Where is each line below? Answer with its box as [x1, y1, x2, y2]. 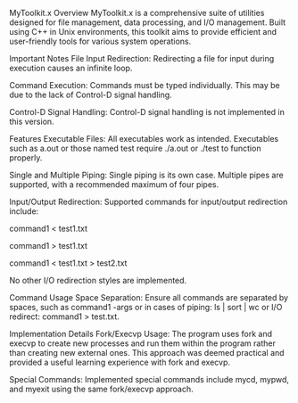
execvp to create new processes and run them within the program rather [9, 338, 277, 349]
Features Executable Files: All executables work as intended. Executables [9, 134, 279, 144]
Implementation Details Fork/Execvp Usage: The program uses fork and [9, 329, 273, 339]
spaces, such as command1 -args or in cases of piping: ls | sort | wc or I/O [9, 302, 283, 312]
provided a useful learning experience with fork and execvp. [9, 357, 230, 367]
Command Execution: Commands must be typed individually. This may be [9, 80, 281, 90]
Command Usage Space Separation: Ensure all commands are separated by [9, 292, 288, 302]
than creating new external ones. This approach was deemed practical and [9, 348, 285, 358]
